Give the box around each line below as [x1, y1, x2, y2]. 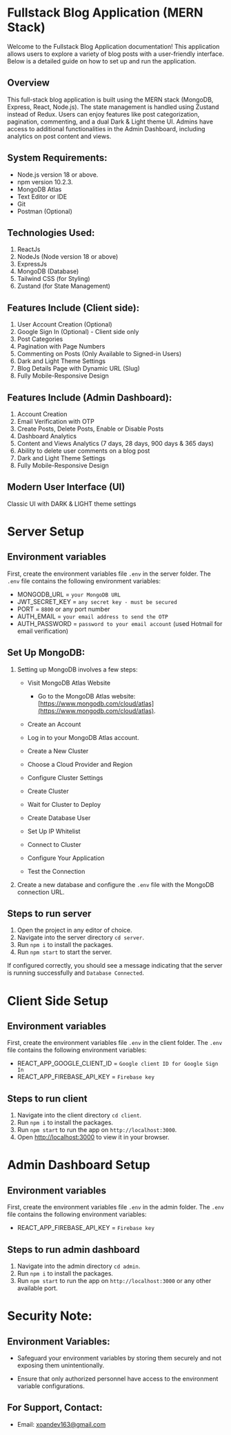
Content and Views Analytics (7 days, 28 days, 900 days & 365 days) [17, 440, 214, 447]
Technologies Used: [7, 226, 95, 239]
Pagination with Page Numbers [17, 342, 106, 351]
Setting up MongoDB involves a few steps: [17, 665, 138, 674]
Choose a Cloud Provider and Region [27, 760, 133, 768]
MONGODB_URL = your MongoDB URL [17, 590, 121, 598]
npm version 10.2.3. [17, 177, 74, 186]
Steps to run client [7, 1093, 88, 1104]
